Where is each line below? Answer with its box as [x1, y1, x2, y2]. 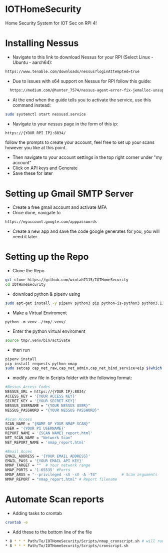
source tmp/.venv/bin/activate [5, 338, 70, 343]
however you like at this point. [5, 145, 67, 151]
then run [12, 347, 30, 353]
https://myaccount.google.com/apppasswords [5, 219, 97, 224]
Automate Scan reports [5, 494, 104, 505]
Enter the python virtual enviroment [12, 328, 86, 334]
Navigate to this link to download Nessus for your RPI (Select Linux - [12, 54, 153, 60]
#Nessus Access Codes [5, 385, 50, 390]
